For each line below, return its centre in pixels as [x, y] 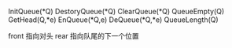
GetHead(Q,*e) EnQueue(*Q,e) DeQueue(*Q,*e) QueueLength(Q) [113, 20]
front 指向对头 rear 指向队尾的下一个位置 [74, 36]
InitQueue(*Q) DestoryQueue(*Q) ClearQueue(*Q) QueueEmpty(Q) [116, 11]
